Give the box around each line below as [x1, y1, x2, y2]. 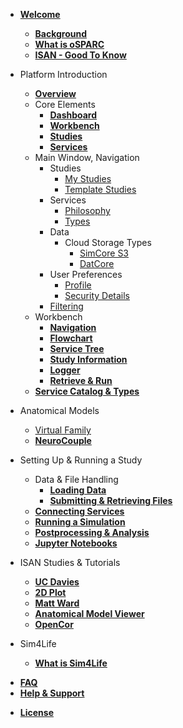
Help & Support [19, 687, 85, 699]
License [19, 707, 54, 718]
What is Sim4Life [34, 657, 108, 669]
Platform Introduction [19, 69, 108, 80]
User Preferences [49, 269, 123, 280]
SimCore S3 [79, 247, 130, 259]
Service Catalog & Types [34, 385, 140, 397]
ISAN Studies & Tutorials [19, 557, 121, 568]
